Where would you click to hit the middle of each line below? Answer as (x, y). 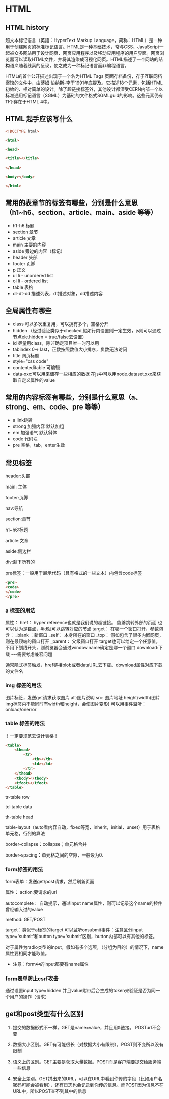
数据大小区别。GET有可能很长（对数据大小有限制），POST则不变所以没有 (88, 1044)
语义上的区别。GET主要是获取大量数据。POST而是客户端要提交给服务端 (87, 1062)
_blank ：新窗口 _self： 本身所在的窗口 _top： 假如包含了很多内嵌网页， (89, 635)
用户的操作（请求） (29, 996)
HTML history (27, 28)
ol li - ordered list (30, 281)
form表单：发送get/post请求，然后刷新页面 (50, 881)
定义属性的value (38, 380)
